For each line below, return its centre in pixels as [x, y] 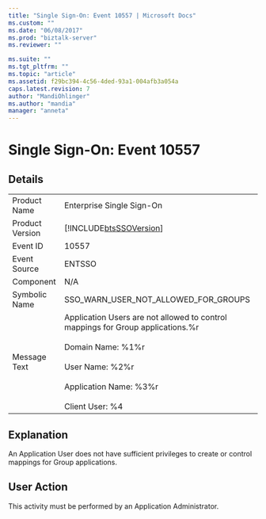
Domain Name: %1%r [104, 347]
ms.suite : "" [30, 59]
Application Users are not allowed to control [146, 318]
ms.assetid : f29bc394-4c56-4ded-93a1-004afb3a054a [93, 81]
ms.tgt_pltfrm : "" [38, 67]
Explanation [38, 435]
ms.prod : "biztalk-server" [53, 38]
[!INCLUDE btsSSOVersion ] [114, 228]
